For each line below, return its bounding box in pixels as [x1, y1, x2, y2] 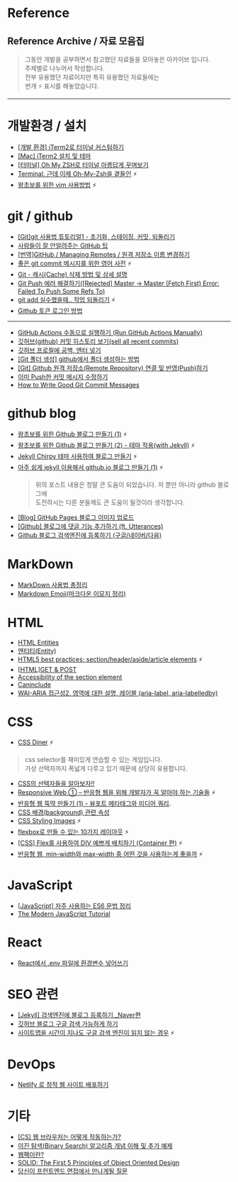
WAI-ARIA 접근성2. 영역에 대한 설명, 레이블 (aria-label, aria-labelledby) [17, 688, 218, 697]
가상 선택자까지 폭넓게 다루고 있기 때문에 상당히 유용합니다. [24, 764, 188, 773]
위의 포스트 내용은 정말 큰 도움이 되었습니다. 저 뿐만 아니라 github [35, 480, 216, 489]
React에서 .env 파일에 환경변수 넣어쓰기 [17, 959, 129, 967]
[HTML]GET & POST [17, 665, 77, 673]
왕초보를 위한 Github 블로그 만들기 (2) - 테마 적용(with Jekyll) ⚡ [17, 441, 195, 449]
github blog [7, 406, 76, 421]
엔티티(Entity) [17, 646, 57, 655]
